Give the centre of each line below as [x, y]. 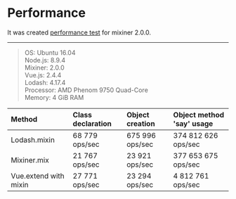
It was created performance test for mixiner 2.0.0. [79, 32]
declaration [92, 123]
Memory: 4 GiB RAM [54, 97]
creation [141, 123]
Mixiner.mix [30, 160]
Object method [199, 115]
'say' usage [193, 123]
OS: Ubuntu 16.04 [50, 52]
